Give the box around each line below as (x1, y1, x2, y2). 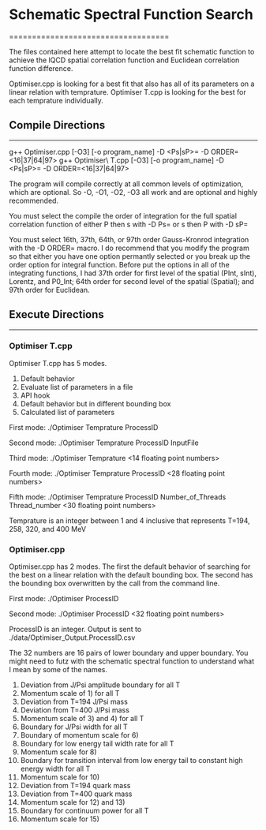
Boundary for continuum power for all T (20, 806, 149, 816)
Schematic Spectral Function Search (9, 6, 253, 24)
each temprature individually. (9, 95, 103, 105)
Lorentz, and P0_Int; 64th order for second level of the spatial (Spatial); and (9, 276, 255, 286)
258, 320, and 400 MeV (9, 524, 86, 533)
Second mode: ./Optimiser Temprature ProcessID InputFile (9, 438, 200, 447)
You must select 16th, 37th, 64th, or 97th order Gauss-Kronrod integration (9, 234, 249, 244)
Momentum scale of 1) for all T (20, 689, 120, 698)
